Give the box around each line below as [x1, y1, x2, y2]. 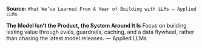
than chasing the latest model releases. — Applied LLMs [6, 35, 147, 41]
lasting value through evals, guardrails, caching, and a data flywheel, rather [6, 28, 195, 35]
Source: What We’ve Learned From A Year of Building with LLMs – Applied [6, 5, 197, 12]
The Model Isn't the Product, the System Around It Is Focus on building [6, 22, 187, 29]
